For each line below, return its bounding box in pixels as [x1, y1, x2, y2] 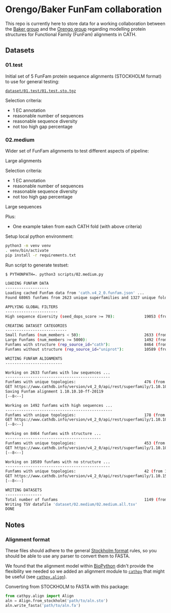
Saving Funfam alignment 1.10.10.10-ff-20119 [5, 389, 103, 394]
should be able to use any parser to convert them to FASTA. [5, 553, 130, 559]
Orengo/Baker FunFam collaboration [5, 4, 162, 15]
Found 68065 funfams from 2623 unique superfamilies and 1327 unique [5, 295, 156, 301]
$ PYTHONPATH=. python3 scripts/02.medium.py [5, 272, 103, 277]
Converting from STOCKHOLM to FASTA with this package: [5, 583, 129, 590]
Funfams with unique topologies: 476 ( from [5, 379, 165, 385]
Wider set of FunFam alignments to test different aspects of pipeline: [5, 148, 149, 154]
